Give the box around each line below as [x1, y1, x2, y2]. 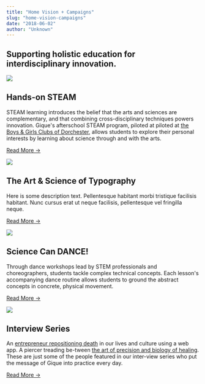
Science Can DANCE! [6, 246, 89, 257]
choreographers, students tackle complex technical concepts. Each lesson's [6, 269, 199, 276]
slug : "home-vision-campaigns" [6, 15, 86, 21]
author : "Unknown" [6, 26, 53, 33]
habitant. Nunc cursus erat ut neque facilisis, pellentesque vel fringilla [6, 198, 182, 206]
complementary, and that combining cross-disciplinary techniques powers [6, 115, 194, 122]
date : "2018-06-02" [6, 20, 56, 26]
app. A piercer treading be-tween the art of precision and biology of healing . [6, 347, 199, 354]
